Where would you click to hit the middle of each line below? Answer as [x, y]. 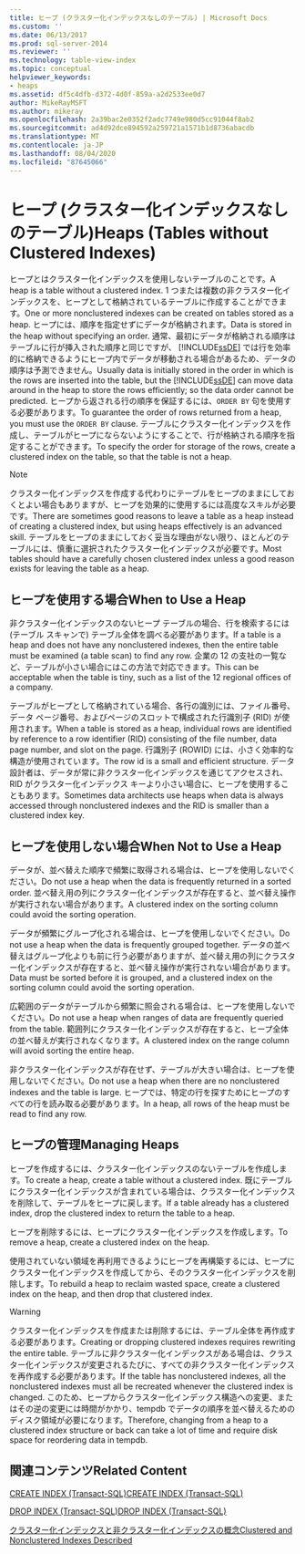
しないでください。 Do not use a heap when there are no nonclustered [148, 1081]
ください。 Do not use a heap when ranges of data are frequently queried [147, 1018]
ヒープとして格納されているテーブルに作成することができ [172, 302]
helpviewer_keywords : [51, 78]
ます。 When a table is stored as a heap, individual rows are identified [163, 729]
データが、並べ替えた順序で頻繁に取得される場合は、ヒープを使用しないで [149, 870]
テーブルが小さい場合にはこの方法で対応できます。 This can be [142, 668]
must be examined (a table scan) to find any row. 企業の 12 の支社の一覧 [144, 656]
